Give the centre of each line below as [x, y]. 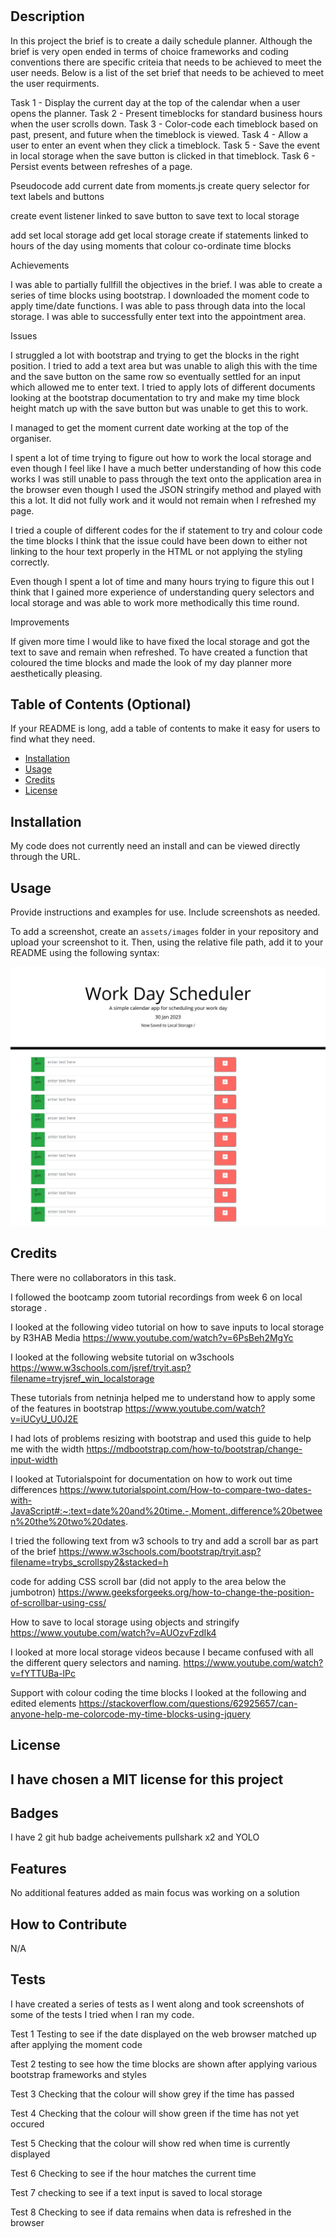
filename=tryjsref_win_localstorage [82, 1378]
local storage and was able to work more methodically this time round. [155, 602]
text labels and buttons [57, 196]
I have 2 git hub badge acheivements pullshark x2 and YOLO [135, 1837]
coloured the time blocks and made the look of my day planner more [151, 662]
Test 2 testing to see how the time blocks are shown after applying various [164, 2064]
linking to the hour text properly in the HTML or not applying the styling [156, 551]
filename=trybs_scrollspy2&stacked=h [89, 1562]
